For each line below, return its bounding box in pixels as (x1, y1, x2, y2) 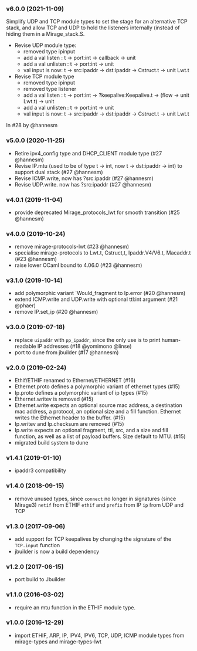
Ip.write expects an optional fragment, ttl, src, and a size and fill (14, 427, 168, 434)
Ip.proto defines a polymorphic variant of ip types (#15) (14, 389, 148, 396)
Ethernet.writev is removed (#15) (14, 395, 94, 403)
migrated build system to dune (14, 439, 89, 446)
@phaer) (14, 302, 36, 309)
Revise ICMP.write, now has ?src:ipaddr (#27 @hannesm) (14, 175, 154, 182)
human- (161, 336, 181, 343)
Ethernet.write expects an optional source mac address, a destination (14, 402, 183, 409)
